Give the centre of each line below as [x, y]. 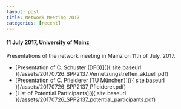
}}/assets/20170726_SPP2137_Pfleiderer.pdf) [70, 86]
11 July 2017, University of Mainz [48, 42]
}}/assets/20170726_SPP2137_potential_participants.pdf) [85, 99]
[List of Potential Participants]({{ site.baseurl [71, 93]
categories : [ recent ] [34, 23]
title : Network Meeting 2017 [43, 17]
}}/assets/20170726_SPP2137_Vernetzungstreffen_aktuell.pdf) [92, 73]
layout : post [23, 12]
